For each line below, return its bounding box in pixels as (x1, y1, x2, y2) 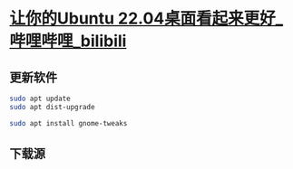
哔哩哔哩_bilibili (9, 31, 127, 52)
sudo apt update (9, 94, 71, 103)
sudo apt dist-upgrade (9, 102, 95, 111)
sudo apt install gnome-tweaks (9, 118, 128, 127)
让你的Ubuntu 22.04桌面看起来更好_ (9, 8, 284, 29)
